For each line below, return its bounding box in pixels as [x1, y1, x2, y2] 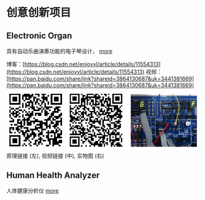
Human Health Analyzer [6, 170, 100, 180]
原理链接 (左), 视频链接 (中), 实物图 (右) [6, 152, 104, 160]
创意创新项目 [6, 6, 72, 20]
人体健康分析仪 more [6, 187, 59, 194]
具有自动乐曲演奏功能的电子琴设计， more [6, 47, 112, 55]
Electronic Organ [6, 30, 72, 40]
